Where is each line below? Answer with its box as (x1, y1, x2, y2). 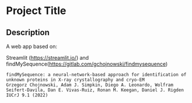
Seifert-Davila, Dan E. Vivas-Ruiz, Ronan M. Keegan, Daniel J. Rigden (6, 87, 184, 93)
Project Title (6, 4, 67, 18)
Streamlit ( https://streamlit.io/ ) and (6, 54, 89, 61)
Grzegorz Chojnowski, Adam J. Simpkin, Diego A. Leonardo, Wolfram (6, 82, 174, 88)
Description (6, 28, 50, 37)
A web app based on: (6, 43, 57, 50)
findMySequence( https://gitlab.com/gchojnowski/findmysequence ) (6, 60, 168, 67)
